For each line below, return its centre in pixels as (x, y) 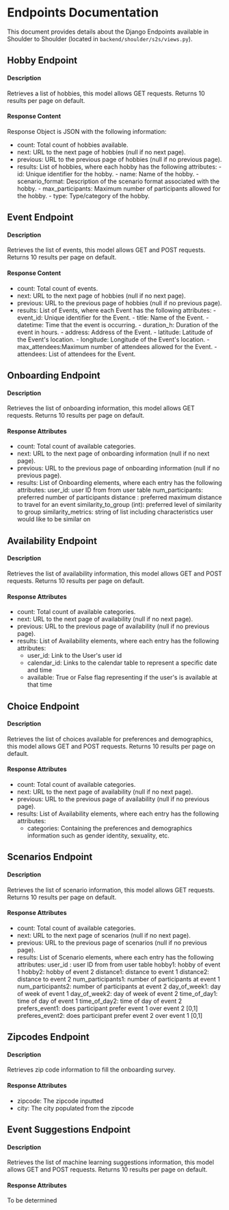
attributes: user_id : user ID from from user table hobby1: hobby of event (119, 964)
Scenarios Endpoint (50, 857)
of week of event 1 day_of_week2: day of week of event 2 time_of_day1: (117, 993)
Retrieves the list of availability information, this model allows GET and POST (114, 573)
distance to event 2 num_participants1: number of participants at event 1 (118, 979)
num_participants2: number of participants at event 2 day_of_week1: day (119, 986)
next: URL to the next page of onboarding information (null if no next (113, 453)
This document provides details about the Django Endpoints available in (108, 32)
